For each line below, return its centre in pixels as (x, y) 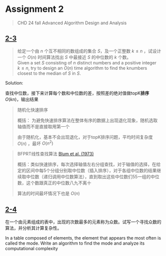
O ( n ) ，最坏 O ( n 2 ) (35, 143)
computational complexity (32, 249)
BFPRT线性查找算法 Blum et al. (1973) (55, 154)
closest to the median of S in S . (49, 73)
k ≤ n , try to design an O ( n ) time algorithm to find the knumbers (82, 68)
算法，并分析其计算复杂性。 (33, 228)
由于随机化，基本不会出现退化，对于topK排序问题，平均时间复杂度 (85, 137)
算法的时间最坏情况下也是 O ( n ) (49, 194)
